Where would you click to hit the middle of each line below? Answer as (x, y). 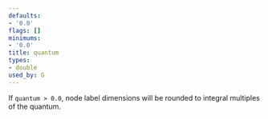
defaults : (25, 16)
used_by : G (26, 75)
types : (19, 61)
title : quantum (34, 53)
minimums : (25, 38)
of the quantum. (35, 106)
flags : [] (25, 30)
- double (23, 68)
